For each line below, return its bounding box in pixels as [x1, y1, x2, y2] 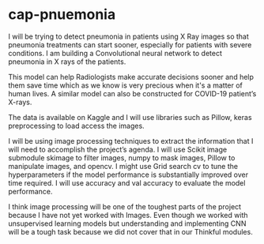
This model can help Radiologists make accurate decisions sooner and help [8, 72, 255, 81]
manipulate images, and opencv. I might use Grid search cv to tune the [8, 161, 239, 171]
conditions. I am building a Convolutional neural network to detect [8, 48, 223, 58]
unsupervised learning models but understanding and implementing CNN [8, 219, 247, 228]
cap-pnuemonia [8, 6, 116, 24]
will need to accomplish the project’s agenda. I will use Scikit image [8, 145, 228, 154]
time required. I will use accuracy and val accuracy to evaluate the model [8, 178, 246, 187]
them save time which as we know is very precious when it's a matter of [8, 81, 243, 90]
